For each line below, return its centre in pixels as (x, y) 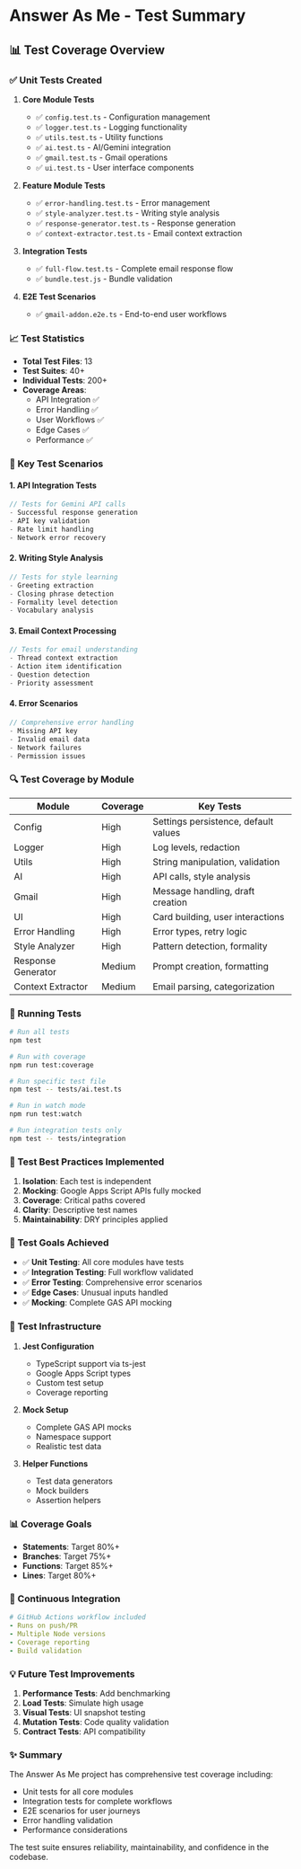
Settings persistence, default (213, 821)
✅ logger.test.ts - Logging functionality (112, 127)
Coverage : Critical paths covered (84, 1200)
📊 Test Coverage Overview (87, 50)
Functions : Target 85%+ (68, 1565)
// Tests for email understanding (74, 650)
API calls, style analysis (201, 876)
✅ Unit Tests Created (56, 80)
